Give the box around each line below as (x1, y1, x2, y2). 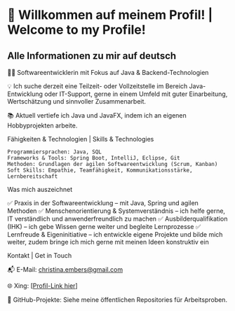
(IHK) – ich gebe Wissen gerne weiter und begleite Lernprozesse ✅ (7, 223, 201, 230)
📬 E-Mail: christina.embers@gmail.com (7, 265, 123, 273)
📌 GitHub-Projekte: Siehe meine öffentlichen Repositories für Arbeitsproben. (7, 296, 228, 304)
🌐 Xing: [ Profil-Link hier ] (7, 282, 79, 290)
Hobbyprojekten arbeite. (7, 121, 78, 130)
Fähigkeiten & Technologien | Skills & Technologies (7, 135, 154, 143)
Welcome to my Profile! (7, 22, 146, 38)
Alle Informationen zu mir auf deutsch (7, 50, 177, 62)
